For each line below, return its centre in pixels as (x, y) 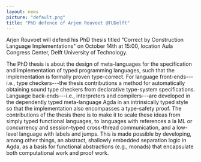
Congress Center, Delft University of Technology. (67, 53)
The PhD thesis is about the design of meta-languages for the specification (99, 64)
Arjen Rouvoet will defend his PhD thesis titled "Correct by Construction (95, 40)
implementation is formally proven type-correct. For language (82, 77)
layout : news (22, 12)
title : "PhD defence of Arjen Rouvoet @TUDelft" (68, 23)
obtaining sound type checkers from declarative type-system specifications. (101, 90)
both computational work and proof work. (58, 153)
